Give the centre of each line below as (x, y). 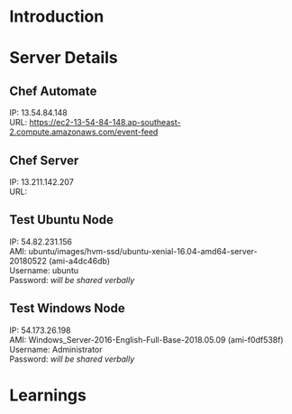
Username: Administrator (56, 349)
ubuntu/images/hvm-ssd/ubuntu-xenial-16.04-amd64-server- (143, 251)
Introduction (57, 17)
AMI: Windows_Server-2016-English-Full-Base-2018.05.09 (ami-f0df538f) (146, 339)
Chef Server (44, 160)
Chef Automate (53, 91)
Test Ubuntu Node (62, 220)
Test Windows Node (67, 308)
